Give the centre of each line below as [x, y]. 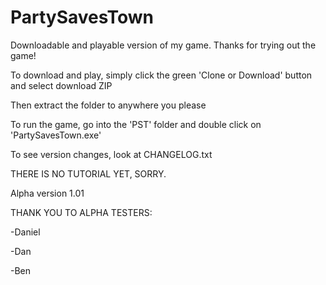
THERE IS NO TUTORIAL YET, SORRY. [88, 173]
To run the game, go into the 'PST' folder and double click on [136, 124]
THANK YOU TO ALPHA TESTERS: [81, 212]
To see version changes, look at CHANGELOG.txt [111, 154]
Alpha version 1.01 [47, 193]
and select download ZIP [61, 85]
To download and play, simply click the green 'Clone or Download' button [161, 75]
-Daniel [25, 232]
